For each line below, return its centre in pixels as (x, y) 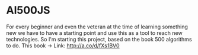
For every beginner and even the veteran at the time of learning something (97, 27)
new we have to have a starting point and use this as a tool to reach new (94, 33)
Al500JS (28, 10)
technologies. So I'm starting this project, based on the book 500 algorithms (99, 39)
